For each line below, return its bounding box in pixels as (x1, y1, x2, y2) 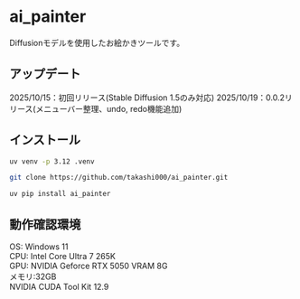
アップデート (9, 66, 81, 82)
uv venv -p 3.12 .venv (9, 156, 95, 166)
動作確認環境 (9, 217, 81, 232)
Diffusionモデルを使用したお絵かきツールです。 (9, 37, 185, 48)
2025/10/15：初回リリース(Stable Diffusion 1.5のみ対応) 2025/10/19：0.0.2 (9, 92, 286, 103)
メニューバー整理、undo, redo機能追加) (35, 103, 183, 114)
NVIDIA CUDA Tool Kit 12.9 (9, 282, 109, 292)
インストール (9, 133, 81, 148)
